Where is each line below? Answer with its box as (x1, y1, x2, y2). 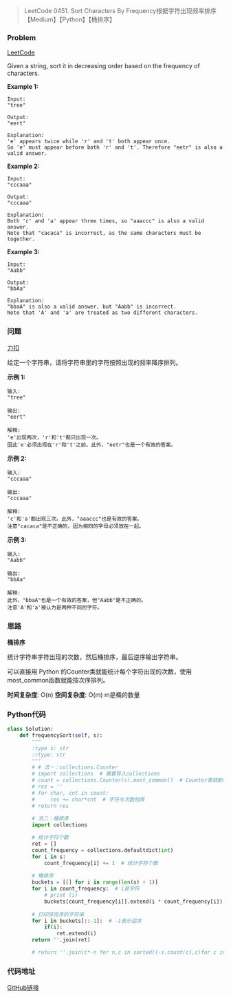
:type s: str (32, 745, 69, 751)
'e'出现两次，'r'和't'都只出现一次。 (7, 434, 102, 441)
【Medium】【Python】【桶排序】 (23, 15, 115, 23)
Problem (7, 32, 36, 42)
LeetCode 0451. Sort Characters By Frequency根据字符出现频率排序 (23, 7, 217, 14)
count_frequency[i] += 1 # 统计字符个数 (43, 860, 158, 866)
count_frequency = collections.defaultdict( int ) (32, 846, 174, 853)
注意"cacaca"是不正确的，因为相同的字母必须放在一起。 (7, 523, 144, 530)
